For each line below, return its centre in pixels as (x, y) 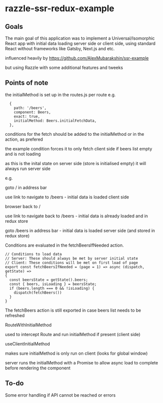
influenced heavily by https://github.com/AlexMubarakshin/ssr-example (77, 58)
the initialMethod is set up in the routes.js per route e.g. (60, 95)
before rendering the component (38, 368)
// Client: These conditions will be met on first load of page (72, 263)
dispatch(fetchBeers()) (38, 293)
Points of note (27, 83)
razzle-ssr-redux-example (60, 9)
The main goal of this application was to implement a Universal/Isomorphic (80, 38)
